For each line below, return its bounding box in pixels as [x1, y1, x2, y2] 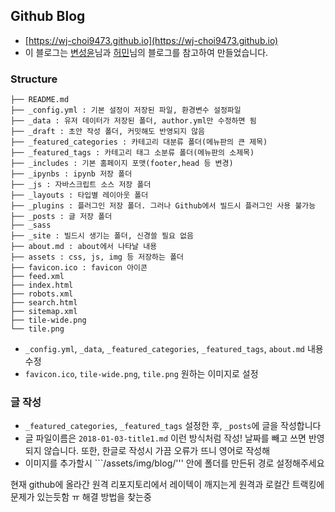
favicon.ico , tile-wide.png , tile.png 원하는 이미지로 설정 [24, 368, 259, 380]
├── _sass [10, 220, 52, 231]
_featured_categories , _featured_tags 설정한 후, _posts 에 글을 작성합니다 [24, 420, 322, 432]
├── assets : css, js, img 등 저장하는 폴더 [10, 252, 185, 263]
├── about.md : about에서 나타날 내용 [10, 242, 158, 252]
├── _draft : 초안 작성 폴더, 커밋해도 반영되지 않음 [10, 127, 206, 137]
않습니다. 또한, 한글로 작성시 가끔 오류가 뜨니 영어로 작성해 [43, 445, 271, 457]
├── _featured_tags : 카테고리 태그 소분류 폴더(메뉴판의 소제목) [10, 148, 255, 158]
